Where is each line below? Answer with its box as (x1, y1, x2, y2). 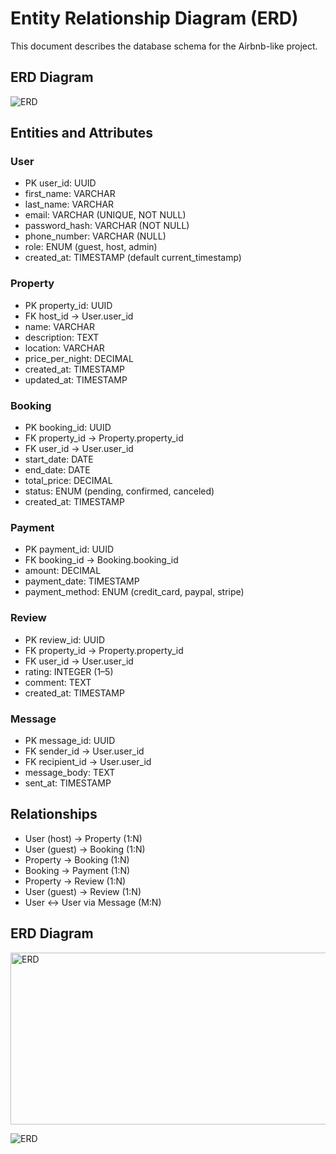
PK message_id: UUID (24, 734, 116, 746)
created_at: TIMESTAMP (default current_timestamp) (24, 252, 242, 264)
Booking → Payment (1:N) (24, 864, 131, 876)
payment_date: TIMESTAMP (24, 575, 140, 587)
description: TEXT (24, 331, 100, 343)
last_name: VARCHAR (24, 198, 115, 211)
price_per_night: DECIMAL (24, 352, 134, 364)
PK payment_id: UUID (24, 543, 115, 556)
